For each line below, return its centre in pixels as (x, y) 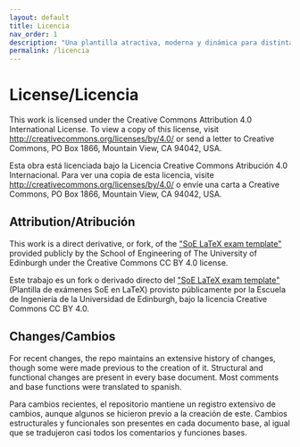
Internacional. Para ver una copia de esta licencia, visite (112, 175)
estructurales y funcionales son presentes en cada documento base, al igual (150, 423)
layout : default (39, 17)
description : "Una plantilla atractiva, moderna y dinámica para (133, 42)
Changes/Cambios (62, 337)
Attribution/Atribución (72, 222)
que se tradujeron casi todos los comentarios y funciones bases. (128, 432)
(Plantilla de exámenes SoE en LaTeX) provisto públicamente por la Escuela (148, 289)
